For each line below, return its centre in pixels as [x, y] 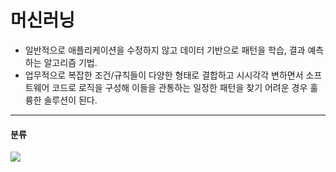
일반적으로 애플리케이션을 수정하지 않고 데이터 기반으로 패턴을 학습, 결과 [165, 50]
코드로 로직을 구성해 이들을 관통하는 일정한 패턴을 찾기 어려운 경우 [179, 87]
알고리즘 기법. [70, 62]
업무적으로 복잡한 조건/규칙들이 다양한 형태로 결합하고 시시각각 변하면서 [164, 75]
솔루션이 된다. [70, 100]
